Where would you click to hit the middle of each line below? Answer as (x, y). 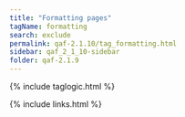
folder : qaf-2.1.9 (44, 60)
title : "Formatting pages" (61, 18)
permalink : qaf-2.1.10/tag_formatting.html (93, 43)
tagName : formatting (49, 27)
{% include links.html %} (56, 104)
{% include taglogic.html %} (62, 86)
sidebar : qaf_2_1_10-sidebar (65, 52)
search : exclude (40, 35)
